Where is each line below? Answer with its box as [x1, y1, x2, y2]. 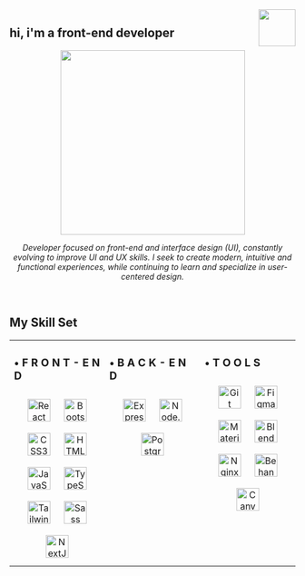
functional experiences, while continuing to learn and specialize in [17, 261, 266, 272]
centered [121, 271, 155, 282]
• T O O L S [204, 355, 261, 370]
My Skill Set [9, 315, 78, 331]
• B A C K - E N [109, 355, 187, 370]
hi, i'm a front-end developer [9, 25, 175, 41]
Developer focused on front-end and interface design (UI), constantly [22, 242, 283, 253]
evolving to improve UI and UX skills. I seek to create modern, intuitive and [13, 252, 292, 263]
